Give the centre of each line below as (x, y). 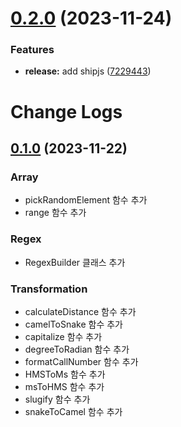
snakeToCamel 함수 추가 (73, 411)
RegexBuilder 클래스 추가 (75, 262)
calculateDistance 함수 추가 (80, 311)
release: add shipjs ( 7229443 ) (88, 71)
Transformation (49, 289)
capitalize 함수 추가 (63, 336)
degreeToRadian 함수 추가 (77, 349)
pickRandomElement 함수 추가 (86, 200)
